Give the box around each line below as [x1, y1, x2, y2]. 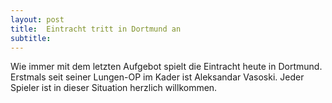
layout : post [10, 14, 65, 25]
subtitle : [10, 33, 52, 43]
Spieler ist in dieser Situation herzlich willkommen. [10, 82, 218, 94]
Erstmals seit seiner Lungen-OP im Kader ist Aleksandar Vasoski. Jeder [10, 71, 305, 83]
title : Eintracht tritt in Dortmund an [10, 24, 182, 34]
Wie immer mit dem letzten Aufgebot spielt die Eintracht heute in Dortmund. [10, 61, 323, 73]
